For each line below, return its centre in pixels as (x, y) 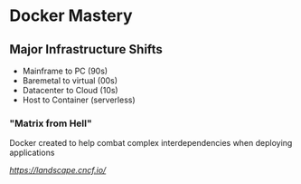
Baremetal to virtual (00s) (70, 81)
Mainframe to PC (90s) (65, 71)
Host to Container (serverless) (79, 100)
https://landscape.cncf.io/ (58, 170)
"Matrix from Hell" (51, 123)
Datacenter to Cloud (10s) (71, 90)
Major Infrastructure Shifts (86, 49)
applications (32, 153)
